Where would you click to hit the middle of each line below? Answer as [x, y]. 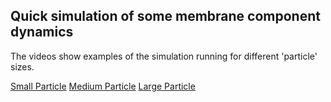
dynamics [42, 32]
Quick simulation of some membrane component [165, 16]
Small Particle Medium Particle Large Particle [103, 86]
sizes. [22, 66]
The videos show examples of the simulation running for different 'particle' [164, 56]
